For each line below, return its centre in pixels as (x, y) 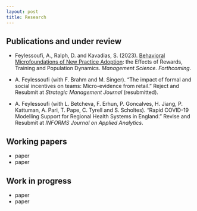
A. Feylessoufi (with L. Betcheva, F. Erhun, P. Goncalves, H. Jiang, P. (99, 104)
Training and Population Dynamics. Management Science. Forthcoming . (103, 68)
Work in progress (39, 181)
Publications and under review (64, 41)
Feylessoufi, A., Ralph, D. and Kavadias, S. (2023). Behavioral (90, 56)
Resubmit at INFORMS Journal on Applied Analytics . (79, 123)
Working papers (37, 141)
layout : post (22, 12)
